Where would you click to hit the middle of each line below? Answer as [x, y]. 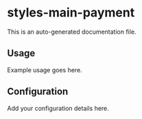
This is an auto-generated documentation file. [72, 32]
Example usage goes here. [45, 69]
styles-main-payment [71, 13]
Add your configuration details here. [58, 108]
